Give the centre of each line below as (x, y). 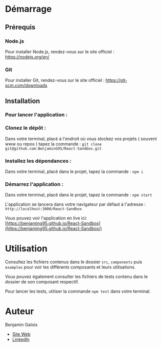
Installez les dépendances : (38, 161)
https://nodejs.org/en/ (27, 57)
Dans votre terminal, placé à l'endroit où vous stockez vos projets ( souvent (81, 139)
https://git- (116, 80)
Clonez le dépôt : (26, 128)
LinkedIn (21, 340)
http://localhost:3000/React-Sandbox (44, 209)
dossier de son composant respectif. (42, 282)
